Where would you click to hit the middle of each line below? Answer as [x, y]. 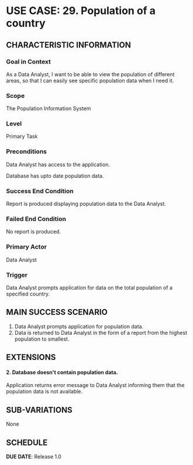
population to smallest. [42, 339]
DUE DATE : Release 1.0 [34, 456]
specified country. [28, 294]
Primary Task [22, 137]
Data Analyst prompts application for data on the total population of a [89, 287]
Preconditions [27, 152]
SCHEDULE [27, 442]
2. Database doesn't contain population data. [62, 372]
